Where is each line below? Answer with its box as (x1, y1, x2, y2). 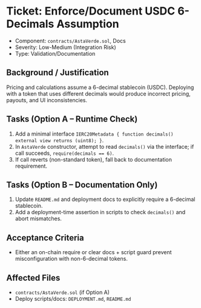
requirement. (15, 162, 47, 169)
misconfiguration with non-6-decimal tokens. (15, 255, 128, 263)
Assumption (56, 17, 119, 31)
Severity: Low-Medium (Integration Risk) (15, 44, 116, 51)
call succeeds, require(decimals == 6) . (15, 149, 114, 157)
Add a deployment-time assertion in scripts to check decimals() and (15, 209, 186, 216)
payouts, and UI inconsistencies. (6, 96, 88, 103)
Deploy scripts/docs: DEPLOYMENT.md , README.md (15, 295, 131, 302)
